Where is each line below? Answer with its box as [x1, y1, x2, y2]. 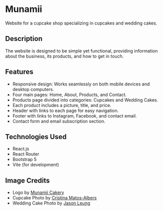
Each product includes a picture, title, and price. [12, 102, 111, 108]
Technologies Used [5, 132, 66, 141]
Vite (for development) [12, 161, 59, 168]
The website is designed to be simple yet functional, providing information [5, 47, 158, 53]
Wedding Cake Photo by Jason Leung [12, 200, 90, 206]
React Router [12, 151, 39, 157]
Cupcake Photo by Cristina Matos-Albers [12, 195, 97, 201]
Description [5, 34, 42, 43]
